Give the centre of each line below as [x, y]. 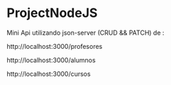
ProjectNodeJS [52, 13]
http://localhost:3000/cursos [49, 74]
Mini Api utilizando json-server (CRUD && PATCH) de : [85, 33]
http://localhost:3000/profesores [55, 46]
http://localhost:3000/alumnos [51, 60]
